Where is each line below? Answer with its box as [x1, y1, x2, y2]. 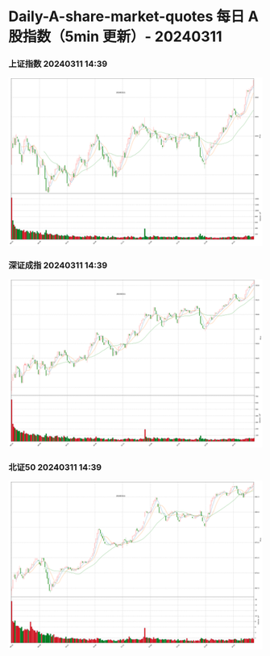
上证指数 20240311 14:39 [8, 58, 108, 69]
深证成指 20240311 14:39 [8, 259, 108, 271]
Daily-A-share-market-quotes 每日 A [8, 7, 260, 26]
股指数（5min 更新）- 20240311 [8, 27, 223, 46]
